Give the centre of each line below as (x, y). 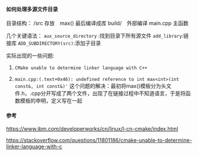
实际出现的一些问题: (30, 56)
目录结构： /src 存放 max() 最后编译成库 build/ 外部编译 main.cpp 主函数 (98, 23)
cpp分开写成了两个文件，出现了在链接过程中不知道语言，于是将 (109, 93)
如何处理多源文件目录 (32, 9)
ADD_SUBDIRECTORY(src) (46, 44)
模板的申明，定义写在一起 (51, 101)
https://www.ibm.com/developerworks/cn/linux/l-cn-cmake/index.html (92, 129)
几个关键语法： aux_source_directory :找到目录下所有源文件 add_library (94, 36)
